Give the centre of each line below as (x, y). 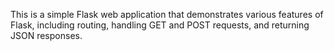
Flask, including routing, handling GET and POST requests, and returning (160, 25)
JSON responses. (46, 35)
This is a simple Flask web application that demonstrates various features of (167, 14)
